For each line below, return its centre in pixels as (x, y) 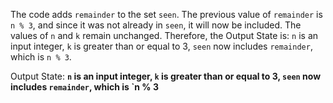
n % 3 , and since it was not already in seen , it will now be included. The (156, 25)
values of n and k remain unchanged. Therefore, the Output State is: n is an (164, 35)
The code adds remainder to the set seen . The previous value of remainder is (166, 14)
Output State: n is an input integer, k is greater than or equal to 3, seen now (166, 76)
